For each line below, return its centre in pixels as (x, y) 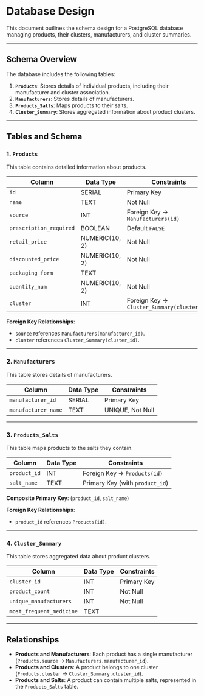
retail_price (28, 242)
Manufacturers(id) (153, 219)
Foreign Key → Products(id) (123, 473)
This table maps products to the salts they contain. (70, 448)
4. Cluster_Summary (34, 543)
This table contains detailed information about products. (76, 167)
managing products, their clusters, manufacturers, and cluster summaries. (99, 34)
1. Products (22, 154)
